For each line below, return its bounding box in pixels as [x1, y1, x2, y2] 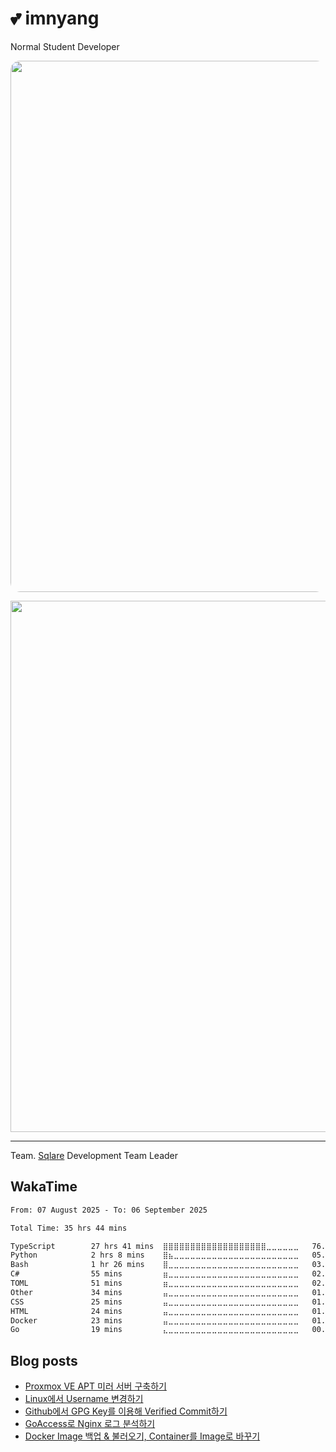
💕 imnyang [10, 7, 100, 30]
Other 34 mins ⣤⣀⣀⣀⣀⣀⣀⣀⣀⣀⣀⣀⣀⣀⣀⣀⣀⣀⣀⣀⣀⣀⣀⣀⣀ [10, 1287, 300, 1297]
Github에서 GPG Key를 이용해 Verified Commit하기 [24, 1405, 228, 1417]
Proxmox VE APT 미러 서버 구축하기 [24, 1380, 167, 1392]
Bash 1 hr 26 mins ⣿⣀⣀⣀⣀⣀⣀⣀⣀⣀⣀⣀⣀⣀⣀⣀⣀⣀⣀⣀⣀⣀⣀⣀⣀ [10, 1260, 300, 1270]
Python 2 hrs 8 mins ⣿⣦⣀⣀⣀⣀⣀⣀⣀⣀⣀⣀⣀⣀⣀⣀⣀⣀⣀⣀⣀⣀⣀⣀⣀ [10, 1250, 300, 1261]
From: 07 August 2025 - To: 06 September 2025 [10, 1205, 208, 1215]
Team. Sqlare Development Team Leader [10, 1149, 179, 1161]
